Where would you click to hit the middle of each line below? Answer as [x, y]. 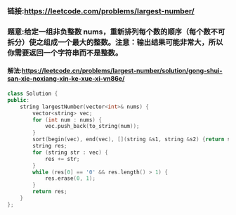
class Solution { [33, 94]
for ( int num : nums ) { [67, 120]
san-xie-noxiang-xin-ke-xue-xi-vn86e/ [66, 79]
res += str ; [62, 159]
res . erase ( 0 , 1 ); [70, 178]
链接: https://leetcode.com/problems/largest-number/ [101, 11]
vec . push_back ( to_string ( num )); [92, 126]
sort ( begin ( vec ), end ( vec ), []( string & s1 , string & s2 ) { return [129, 139]
